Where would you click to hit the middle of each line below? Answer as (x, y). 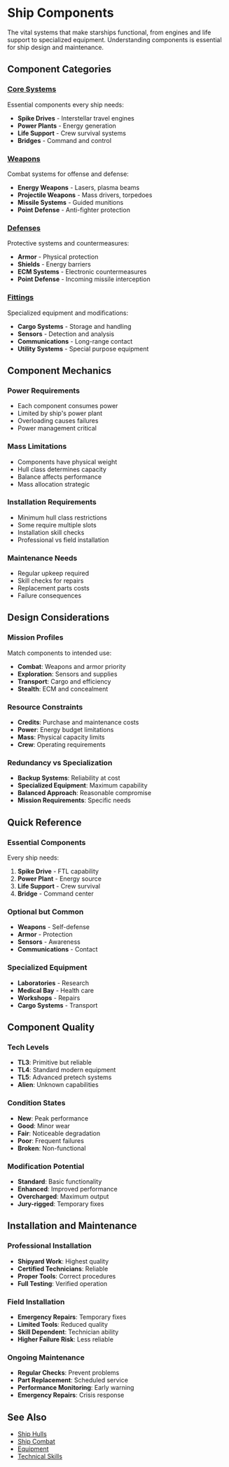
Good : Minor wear (43, 1125)
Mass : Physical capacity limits (61, 737)
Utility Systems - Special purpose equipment (83, 349)
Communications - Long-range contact (75, 341)
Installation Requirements (52, 502)
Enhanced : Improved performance (67, 1189)
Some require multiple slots (57, 525)
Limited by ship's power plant (60, 413)
